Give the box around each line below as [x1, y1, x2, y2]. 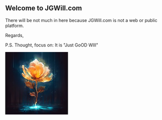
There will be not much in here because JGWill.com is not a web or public [5, 17, 157, 23]
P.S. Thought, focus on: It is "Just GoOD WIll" [5, 42, 99, 48]
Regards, [5, 32, 24, 38]
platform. [5, 22, 24, 28]
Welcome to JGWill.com [5, 4, 82, 12]
